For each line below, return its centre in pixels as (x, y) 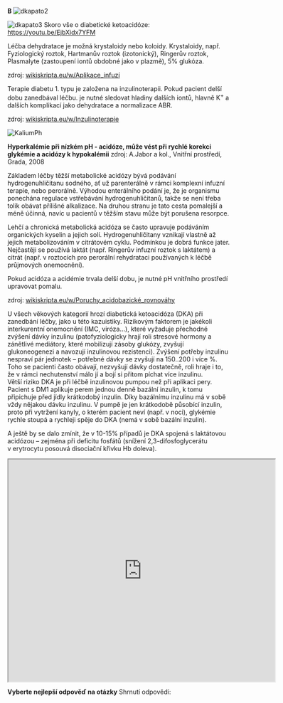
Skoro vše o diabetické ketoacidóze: (97, 25)
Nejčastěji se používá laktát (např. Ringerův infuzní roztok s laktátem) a (111, 250)
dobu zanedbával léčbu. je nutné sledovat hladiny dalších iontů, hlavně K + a (118, 97)
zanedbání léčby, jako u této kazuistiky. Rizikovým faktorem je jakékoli (110, 321)
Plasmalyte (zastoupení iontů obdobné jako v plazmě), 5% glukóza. (106, 61)
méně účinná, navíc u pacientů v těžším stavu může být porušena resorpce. (118, 213)
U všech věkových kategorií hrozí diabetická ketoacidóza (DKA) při (105, 314)
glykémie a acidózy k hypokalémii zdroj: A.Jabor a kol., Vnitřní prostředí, (115, 154)
